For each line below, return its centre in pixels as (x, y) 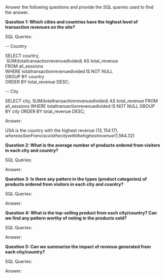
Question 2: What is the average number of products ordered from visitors (83, 145)
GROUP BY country (25, 77)
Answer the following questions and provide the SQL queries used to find (79, 7)
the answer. (17, 12)
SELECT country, (22, 56)
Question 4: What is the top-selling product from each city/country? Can (81, 213)
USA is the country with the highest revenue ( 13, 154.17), (62, 130)
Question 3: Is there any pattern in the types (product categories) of (76, 179)
